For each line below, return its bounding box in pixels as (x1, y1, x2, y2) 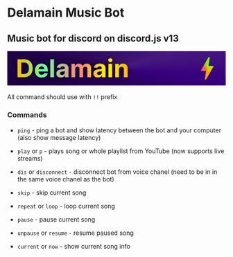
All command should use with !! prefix (7, 93, 118, 101)
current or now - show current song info (17, 242, 130, 250)
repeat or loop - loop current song (17, 202, 116, 210)
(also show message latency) (17, 133, 101, 141)
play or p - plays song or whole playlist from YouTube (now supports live (17, 147, 225, 155)
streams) (17, 154, 43, 162)
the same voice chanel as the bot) (17, 175, 114, 183)
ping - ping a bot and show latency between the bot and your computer (17, 126, 222, 134)
